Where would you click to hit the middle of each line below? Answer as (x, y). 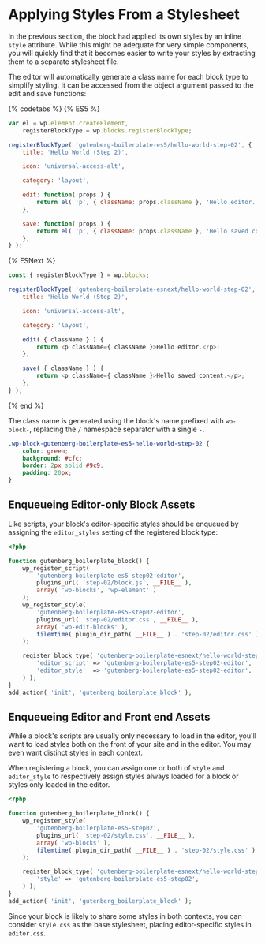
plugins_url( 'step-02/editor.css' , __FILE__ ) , (118, 619)
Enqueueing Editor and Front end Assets (109, 716)
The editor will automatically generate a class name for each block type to (128, 76)
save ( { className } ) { (63, 368)
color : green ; (45, 451)
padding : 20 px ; (47, 473)
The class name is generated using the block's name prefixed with (116, 420)
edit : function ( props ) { (67, 195)
